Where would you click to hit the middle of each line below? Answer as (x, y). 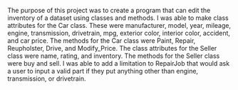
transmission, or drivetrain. (47, 79)
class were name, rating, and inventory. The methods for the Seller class (114, 56)
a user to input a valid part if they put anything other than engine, (103, 71)
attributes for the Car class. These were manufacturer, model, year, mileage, (119, 25)
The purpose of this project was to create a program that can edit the (109, 10)
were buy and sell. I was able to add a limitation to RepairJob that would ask (119, 63)
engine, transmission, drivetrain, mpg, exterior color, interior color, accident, (119, 33)
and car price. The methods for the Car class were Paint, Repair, (102, 41)
